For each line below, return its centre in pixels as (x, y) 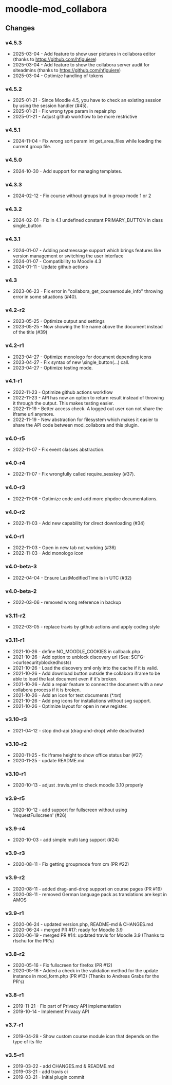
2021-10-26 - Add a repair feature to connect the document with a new (88, 684)
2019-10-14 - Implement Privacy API (51, 1011)
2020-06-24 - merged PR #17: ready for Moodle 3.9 (68, 930)
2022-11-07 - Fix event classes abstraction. (59, 450)
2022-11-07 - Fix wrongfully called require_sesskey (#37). (74, 474)
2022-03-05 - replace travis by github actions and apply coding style (86, 627)
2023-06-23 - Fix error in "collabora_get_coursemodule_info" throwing (88, 291)
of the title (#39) (30, 332)
